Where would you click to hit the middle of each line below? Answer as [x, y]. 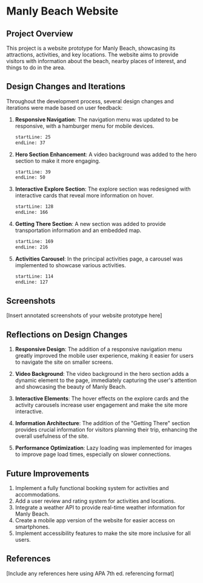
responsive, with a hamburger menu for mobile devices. [85, 126]
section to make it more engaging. [58, 161]
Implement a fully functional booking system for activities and [92, 488]
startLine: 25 [33, 137]
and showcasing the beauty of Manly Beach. [71, 387]
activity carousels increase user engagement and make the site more [101, 405]
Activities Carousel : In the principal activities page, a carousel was [99, 259]
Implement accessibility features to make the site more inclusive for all [103, 533]
